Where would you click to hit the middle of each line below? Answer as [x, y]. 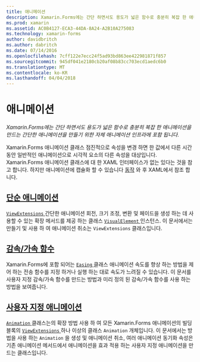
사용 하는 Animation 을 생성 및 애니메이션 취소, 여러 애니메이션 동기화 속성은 [105, 338]
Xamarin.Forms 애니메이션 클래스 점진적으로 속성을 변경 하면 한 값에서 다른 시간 [99, 147]
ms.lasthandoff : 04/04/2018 [41, 78]
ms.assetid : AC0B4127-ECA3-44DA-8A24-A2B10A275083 [70, 28]
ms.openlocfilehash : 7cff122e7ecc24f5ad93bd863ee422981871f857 [86, 56]
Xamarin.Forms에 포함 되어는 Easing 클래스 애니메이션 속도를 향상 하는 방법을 [97, 264]
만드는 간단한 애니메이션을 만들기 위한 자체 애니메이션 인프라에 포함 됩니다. [93, 135]
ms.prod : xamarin [28, 23]
